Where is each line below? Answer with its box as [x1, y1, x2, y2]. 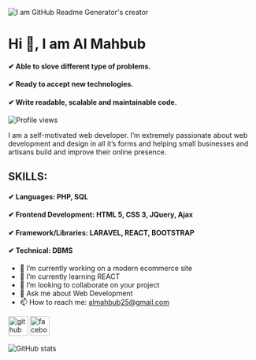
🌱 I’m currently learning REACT [19, 272, 121, 281]
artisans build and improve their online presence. [8, 147, 167, 157]
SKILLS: [8, 169, 48, 183]
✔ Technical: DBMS [8, 246, 73, 255]
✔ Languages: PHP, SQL [8, 191, 89, 201]
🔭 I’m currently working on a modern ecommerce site [19, 263, 193, 273]
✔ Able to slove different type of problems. [8, 61, 151, 71]
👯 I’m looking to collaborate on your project [19, 280, 160, 289]
